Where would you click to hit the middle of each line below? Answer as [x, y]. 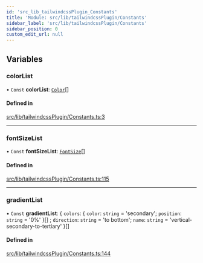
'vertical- [181, 219]
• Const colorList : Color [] [38, 89]
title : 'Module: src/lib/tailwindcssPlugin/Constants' [77, 18]
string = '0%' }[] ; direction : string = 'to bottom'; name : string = [87, 219]
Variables [25, 59]
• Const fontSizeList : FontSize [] [46, 151]
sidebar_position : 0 [32, 29]
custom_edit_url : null [35, 35]
